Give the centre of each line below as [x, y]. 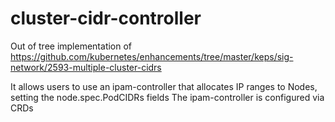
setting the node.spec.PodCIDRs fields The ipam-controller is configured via [167, 97]
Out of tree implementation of [71, 46]
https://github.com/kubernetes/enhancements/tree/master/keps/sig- [152, 56]
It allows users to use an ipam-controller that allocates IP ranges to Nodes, [164, 86]
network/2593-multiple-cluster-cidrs [86, 67]
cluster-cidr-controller [106, 18]
